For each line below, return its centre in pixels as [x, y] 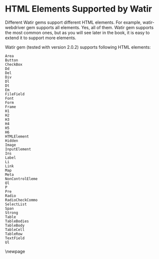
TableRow [14, 234]
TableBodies [17, 221]
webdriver [15, 27]
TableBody [15, 225]
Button [12, 60]
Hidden [12, 141]
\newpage [15, 251]
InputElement [18, 149]
